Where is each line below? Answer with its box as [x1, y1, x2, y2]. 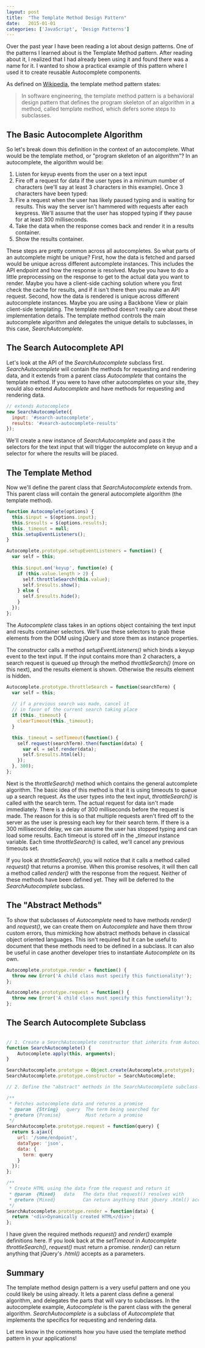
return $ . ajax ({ [12, 1129, 53, 1136]
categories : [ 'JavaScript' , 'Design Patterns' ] [6, 26, 130, 32]
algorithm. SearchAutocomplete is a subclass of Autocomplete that [6, 1310, 175, 1317]
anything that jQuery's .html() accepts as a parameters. [6, 1250, 145, 1258]
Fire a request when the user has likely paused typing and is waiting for [15, 197, 195, 204]
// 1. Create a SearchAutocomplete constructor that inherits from [6, 1039, 182, 1045]
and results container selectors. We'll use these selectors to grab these [6, 628, 185, 635]
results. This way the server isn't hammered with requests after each [15, 203, 189, 211]
